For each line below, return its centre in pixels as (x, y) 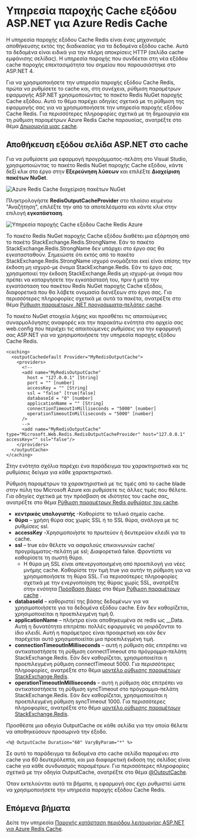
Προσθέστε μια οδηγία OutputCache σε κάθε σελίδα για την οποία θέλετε (97, 725)
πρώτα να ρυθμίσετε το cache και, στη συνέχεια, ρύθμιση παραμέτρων (94, 88)
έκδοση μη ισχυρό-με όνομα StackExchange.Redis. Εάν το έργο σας (89, 267)
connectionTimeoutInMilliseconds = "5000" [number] (92, 408)
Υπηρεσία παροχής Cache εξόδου (91, 11)
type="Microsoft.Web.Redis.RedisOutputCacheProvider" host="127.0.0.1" (96, 434)
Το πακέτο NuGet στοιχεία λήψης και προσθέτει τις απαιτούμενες (87, 316)
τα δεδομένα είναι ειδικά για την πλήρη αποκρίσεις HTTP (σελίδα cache (95, 52)
